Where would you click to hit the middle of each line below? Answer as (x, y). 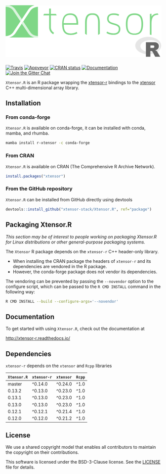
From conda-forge (28, 117)
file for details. (20, 467)
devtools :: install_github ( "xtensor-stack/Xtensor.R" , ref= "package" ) (79, 209)
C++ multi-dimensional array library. (42, 88)
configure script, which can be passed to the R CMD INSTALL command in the (83, 286)
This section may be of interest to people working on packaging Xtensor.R (81, 237)
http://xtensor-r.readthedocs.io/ (38, 338)
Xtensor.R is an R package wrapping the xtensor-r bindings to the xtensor (81, 82)
